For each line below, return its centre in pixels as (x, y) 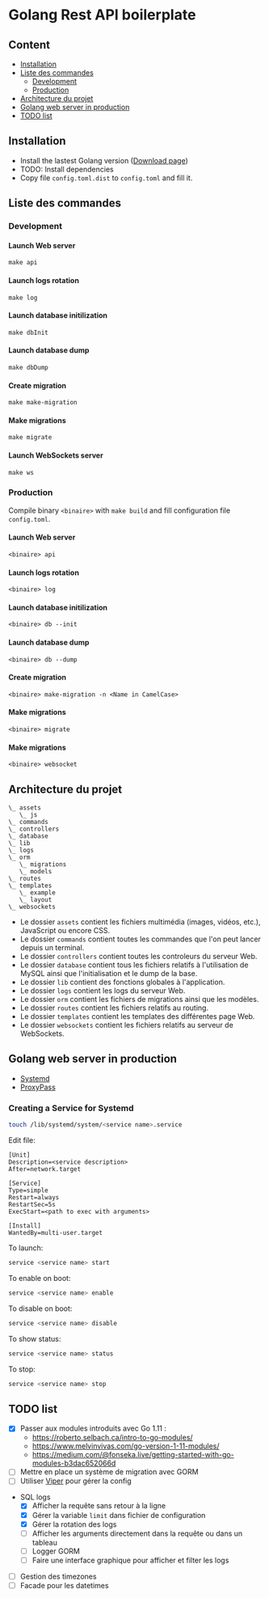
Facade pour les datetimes (64, 1585)
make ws (21, 472)
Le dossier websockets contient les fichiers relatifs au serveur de (127, 1025)
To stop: (22, 1369)
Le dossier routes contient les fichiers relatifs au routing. (114, 1008)
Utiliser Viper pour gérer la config (76, 1481)
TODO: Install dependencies (67, 169)
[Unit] (19, 1155)
